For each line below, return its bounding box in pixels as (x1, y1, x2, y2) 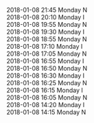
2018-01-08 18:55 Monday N (6, 35, 87, 43)
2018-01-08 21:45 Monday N (6, 6, 88, 14)
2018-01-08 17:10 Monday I (6, 43, 83, 50)
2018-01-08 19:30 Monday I (6, 27, 85, 36)
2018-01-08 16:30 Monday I (6, 71, 85, 80)
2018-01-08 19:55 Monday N (6, 21, 87, 28)
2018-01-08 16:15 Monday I (6, 86, 84, 94)
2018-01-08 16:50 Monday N (6, 65, 87, 72)
